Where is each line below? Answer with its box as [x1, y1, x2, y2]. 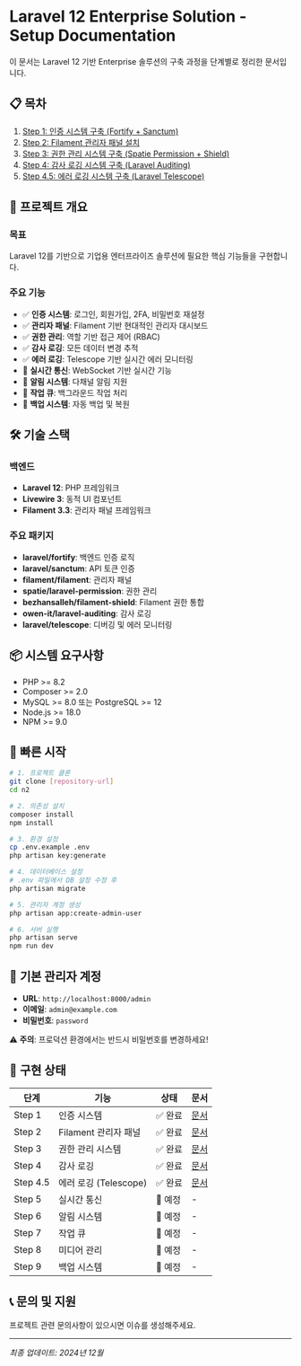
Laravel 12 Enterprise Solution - [9, 6, 247, 27]
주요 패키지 [9, 530, 55, 542]
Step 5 [13, 1193, 42, 1205]
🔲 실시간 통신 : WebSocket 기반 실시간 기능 [21, 365, 172, 375]
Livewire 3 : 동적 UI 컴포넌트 [21, 494, 123, 505]
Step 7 [13, 1226, 42, 1238]
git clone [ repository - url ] [9, 777, 115, 787]
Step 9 [13, 1260, 42, 1273]
